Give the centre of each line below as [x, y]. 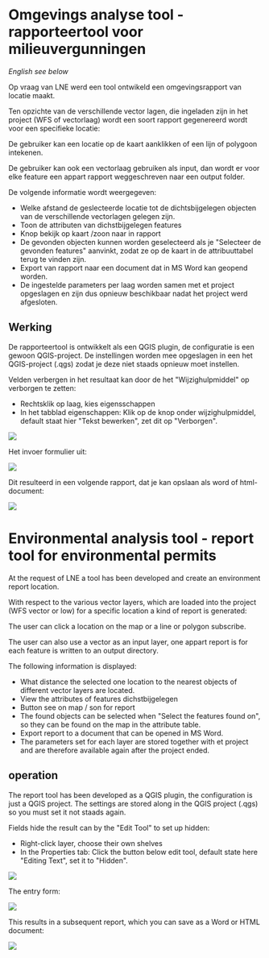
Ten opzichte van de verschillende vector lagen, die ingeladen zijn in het [128, 111]
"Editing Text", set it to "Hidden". [74, 861]
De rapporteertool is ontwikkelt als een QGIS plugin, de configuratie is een [132, 346]
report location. [34, 587]
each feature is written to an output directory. [83, 650]
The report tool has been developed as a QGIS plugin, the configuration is [130, 794]
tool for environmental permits [112, 556]
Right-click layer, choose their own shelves [91, 843]
